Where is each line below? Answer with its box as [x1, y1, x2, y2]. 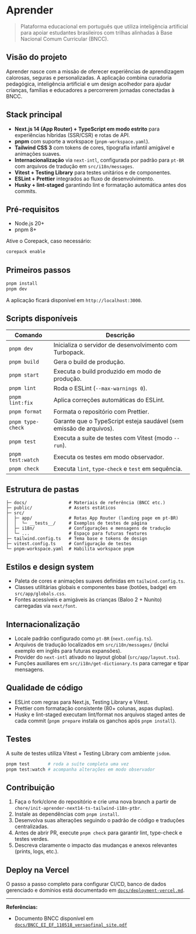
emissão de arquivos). [53, 424, 114, 432]
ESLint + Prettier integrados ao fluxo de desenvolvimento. [14, 175, 155, 182]
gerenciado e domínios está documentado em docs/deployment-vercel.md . [6, 887, 185, 894]
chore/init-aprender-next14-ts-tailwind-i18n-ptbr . [14, 805, 142, 812]
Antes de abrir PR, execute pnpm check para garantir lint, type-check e [14, 829, 183, 836]
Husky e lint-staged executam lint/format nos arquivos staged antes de [14, 711, 185, 718]
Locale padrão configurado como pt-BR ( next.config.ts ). [14, 635, 153, 642]
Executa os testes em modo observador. [53, 453, 164, 461]
